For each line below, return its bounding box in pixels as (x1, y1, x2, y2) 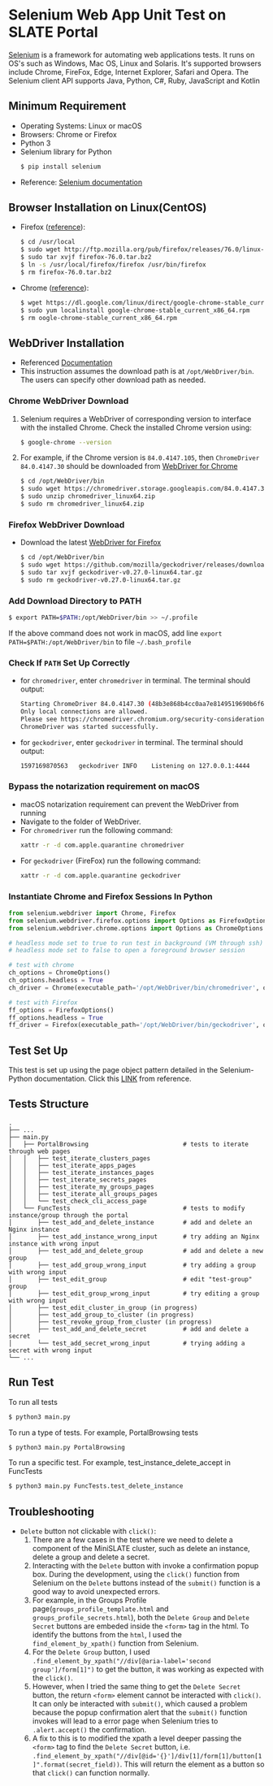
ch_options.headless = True (8, 977, 104, 985)
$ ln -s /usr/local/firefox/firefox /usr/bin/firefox (19, 261, 206, 269)
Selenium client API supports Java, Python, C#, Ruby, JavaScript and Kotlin (8, 76, 260, 85)
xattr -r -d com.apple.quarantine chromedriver (19, 841, 184, 849)
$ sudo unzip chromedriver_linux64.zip (19, 492, 156, 501)
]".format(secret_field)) (32, 1761, 120, 1769)
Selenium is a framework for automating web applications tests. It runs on (8, 50, 255, 59)
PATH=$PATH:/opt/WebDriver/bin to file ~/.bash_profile (8, 636, 192, 647)
